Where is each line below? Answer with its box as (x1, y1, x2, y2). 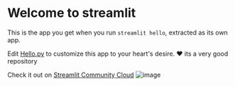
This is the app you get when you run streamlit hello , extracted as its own (7, 28, 229, 37)
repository (7, 56, 38, 65)
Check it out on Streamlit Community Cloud (7, 70, 134, 79)
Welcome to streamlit (7, 5, 136, 21)
